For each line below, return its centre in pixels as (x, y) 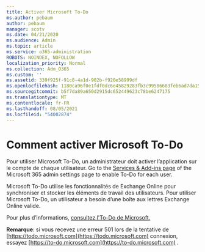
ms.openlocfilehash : (33, 86)
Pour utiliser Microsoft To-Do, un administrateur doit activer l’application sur (102, 161)
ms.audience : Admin (31, 40)
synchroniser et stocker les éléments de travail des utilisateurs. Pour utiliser (101, 193)
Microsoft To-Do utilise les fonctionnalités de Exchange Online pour (91, 187)
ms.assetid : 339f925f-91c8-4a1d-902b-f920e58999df (72, 80)
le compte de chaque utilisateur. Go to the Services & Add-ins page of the (99, 168)
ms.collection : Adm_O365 (38, 69)
